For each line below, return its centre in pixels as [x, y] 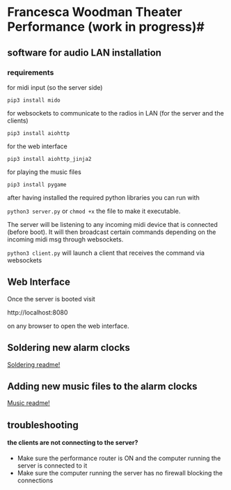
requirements [31, 72]
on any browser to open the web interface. [69, 326]
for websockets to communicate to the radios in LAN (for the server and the [115, 113]
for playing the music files [44, 172]
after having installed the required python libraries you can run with [103, 197]
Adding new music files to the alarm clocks [102, 386]
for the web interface [37, 146]
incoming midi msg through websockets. [65, 239]
